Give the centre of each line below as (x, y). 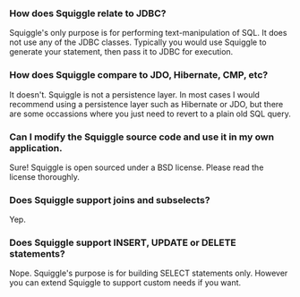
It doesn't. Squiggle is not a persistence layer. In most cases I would (134, 94)
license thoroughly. (45, 176)
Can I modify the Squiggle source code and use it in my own (142, 137)
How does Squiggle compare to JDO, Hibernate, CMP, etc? (139, 75)
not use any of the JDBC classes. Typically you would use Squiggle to (138, 42)
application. (36, 148)
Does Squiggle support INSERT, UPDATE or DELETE (123, 242)
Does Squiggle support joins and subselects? (110, 199)
